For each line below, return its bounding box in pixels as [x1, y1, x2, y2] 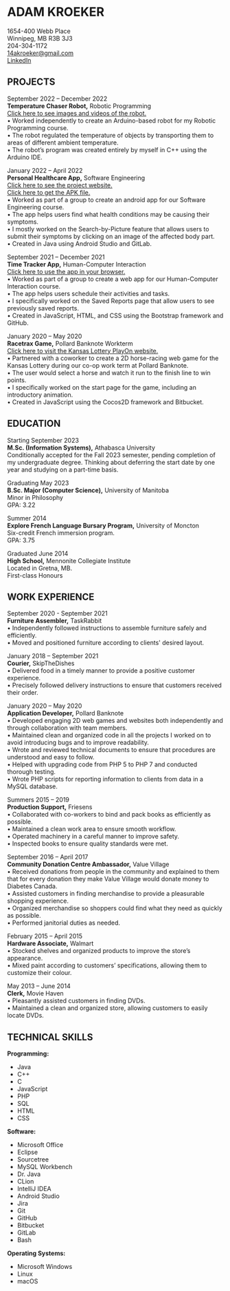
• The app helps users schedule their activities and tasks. [7, 289, 170, 297]
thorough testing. [7, 768, 56, 776]
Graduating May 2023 [7, 479, 69, 487]
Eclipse [16, 1148, 38, 1157]
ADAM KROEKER [7, 4, 105, 20]
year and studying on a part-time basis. [7, 465, 119, 474]
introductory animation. [7, 390, 73, 399]
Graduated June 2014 [7, 549, 69, 558]
